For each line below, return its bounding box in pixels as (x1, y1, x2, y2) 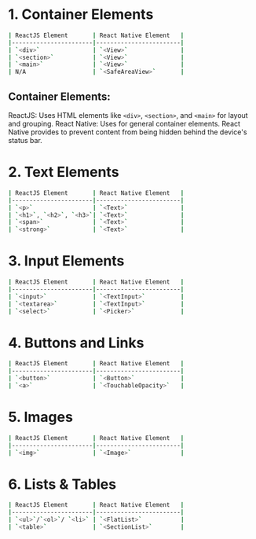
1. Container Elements (8, 5, 154, 24)
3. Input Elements (8, 252, 125, 270)
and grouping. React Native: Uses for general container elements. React (8, 119, 241, 128)
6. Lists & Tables (8, 475, 116, 493)
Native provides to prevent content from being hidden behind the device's (8, 127, 247, 137)
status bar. (8, 136, 43, 145)
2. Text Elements (8, 163, 119, 181)
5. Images (8, 409, 73, 426)
